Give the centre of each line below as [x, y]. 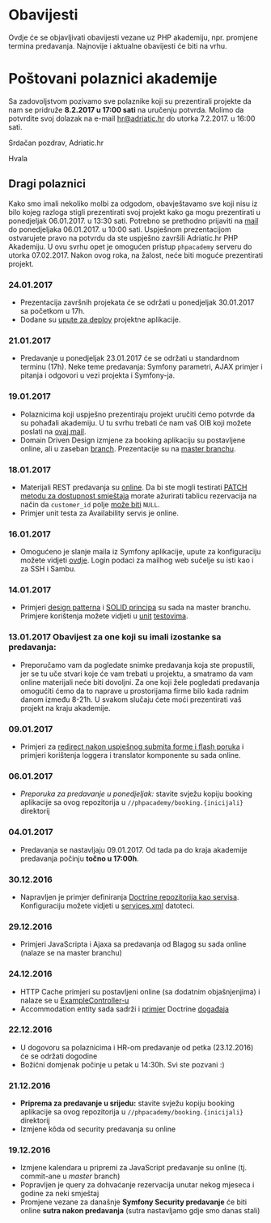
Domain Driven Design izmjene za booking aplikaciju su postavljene [133, 440]
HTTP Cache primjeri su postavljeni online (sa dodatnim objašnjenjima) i [140, 991]
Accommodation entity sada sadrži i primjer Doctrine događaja [124, 1009]
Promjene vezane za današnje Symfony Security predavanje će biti [133, 1202]
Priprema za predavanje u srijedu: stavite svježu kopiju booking [127, 1103]
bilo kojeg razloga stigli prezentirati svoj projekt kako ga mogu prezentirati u [135, 212]
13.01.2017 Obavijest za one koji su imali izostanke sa [115, 637]
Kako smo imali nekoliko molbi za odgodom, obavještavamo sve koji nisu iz [133, 203]
